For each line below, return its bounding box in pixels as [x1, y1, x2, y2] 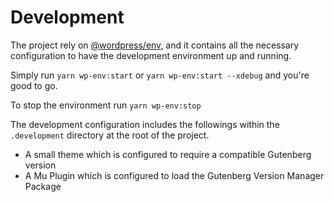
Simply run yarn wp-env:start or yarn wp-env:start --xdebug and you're [10, 69, 310, 81]
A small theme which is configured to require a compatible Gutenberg [24, 148, 312, 160]
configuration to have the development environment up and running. [10, 49, 292, 61]
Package [24, 180, 62, 192]
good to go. [10, 79, 58, 91]
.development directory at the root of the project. [10, 129, 210, 141]
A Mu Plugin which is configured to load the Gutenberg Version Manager [24, 169, 325, 181]
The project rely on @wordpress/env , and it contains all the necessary [10, 39, 300, 51]
